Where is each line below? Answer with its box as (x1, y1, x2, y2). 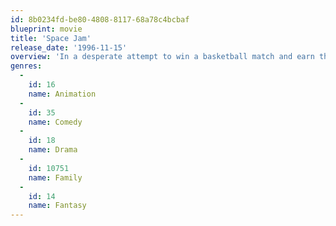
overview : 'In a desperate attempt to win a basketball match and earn (10, 52, 315, 62)
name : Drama (28, 145, 78, 155)
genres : (10, 61, 43, 71)
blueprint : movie (10, 24, 83, 34)
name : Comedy (28, 117, 83, 127)
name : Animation (28, 89, 97, 99)
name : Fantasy (28, 201, 87, 211)
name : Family (28, 172, 83, 183)
